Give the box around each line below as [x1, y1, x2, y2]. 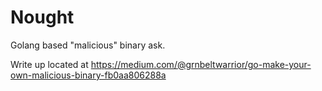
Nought [10, 6, 75, 29]
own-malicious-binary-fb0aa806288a [10, 69, 167, 81]
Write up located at [10, 58, 89, 70]
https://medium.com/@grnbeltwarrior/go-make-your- [90, 58, 312, 70]
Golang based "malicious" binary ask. [10, 39, 166, 51]
